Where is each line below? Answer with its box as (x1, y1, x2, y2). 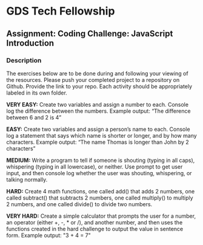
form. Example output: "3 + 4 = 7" (6, 232, 91, 239)
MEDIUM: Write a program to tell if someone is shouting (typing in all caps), (6, 156, 195, 164)
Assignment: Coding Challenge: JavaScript (6, 29, 173, 39)
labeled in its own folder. (6, 89, 68, 96)
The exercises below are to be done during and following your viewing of (6, 70, 189, 77)
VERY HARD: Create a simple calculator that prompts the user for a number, (6, 212, 196, 220)
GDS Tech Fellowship (6, 4, 115, 18)
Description (6, 56, 42, 64)
